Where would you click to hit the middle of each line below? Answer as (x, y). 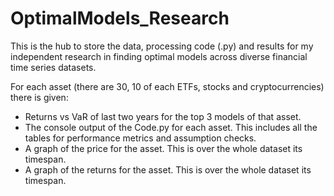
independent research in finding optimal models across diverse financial (159, 56)
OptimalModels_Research (120, 18)
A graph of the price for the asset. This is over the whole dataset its (163, 148)
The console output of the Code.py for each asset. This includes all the (171, 127)
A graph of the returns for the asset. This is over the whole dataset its (168, 169)
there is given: (39, 97)
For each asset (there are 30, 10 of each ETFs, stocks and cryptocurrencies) (167, 86)
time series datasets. (53, 67)
